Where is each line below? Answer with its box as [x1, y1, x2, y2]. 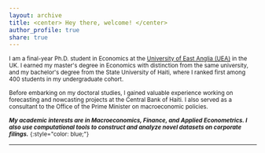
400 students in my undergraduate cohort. [9, 75, 124, 83]
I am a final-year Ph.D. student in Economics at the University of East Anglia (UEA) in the [9, 55, 248, 63]
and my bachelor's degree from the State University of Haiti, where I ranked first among [9, 68, 246, 77]
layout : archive [9, 11, 62, 20]
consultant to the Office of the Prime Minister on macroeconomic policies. [9, 103, 208, 111]
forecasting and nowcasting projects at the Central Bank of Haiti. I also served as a [9, 96, 233, 104]
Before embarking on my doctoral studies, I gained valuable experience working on [9, 89, 234, 97]
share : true [9, 33, 48, 42]
